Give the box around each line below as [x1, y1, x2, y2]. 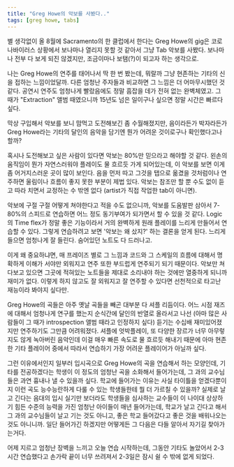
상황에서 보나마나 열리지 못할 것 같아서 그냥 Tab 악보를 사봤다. [37, 45, 206, 54]
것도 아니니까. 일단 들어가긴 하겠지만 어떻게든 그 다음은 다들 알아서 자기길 [7, 420, 207, 428]
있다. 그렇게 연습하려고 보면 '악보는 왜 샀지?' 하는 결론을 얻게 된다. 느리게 [27, 227, 226, 235]
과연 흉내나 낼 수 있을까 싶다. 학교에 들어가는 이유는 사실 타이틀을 [20, 376, 197, 385]
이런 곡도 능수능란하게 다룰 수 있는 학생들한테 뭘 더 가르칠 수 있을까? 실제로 [14, 385, 219, 393]
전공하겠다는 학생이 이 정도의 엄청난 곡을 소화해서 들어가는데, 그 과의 [20, 367, 207, 376]
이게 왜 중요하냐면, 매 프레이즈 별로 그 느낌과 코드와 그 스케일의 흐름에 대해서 [7, 251, 216, 259]
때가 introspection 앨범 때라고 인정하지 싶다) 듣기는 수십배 [33, 318, 193, 326]
